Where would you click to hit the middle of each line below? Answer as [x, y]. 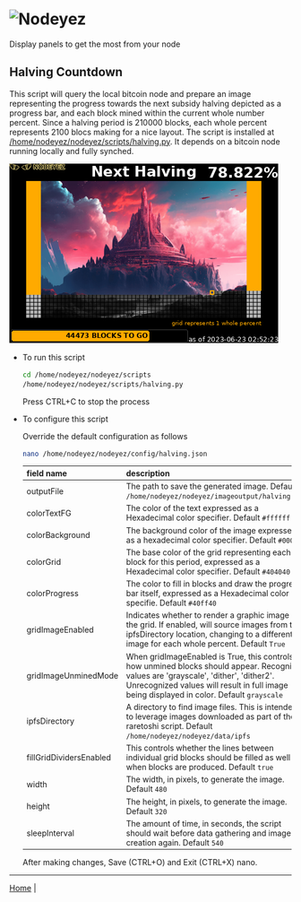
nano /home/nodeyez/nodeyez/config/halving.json [115, 454]
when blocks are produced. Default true [200, 768]
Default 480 [146, 789]
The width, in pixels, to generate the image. [205, 779]
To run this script [53, 357]
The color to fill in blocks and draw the [196, 584]
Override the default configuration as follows [105, 436]
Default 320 [146, 811]
